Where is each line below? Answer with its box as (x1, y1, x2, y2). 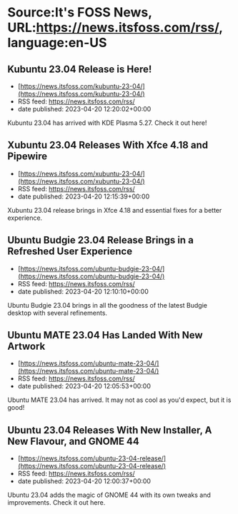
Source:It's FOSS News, (7, 4, 152, 21)
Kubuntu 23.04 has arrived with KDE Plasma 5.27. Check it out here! (7, 119, 207, 127)
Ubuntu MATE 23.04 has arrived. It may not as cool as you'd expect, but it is (7, 395, 232, 404)
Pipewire (7, 151, 48, 163)
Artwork (7, 341, 46, 353)
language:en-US (7, 35, 107, 51)
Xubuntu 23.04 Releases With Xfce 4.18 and (7, 139, 209, 151)
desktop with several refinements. (7, 308, 108, 317)
